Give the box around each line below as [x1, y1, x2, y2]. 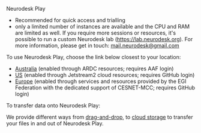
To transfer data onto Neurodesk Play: [6, 102, 101, 109]
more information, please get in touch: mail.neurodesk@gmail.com [14, 42, 180, 49]
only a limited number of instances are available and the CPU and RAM [14, 23, 190, 30]
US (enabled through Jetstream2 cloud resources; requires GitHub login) [14, 72, 195, 78]
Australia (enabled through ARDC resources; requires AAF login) [14, 65, 174, 72]
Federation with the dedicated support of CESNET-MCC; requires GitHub [14, 84, 196, 91]
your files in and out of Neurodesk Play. [6, 120, 104, 127]
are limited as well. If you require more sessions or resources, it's [14, 29, 176, 36]
